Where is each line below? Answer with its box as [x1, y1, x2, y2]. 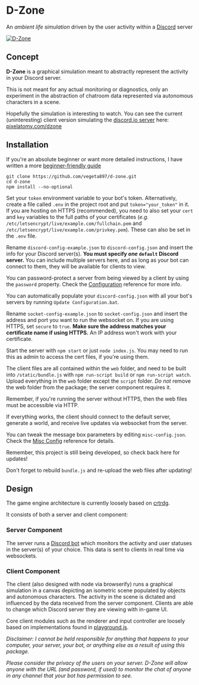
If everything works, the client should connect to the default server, [6, 413, 171, 420]
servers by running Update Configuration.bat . [6, 298, 119, 305]
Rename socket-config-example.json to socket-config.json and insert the [6, 310, 188, 317]
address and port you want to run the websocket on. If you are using [6, 316, 174, 323]
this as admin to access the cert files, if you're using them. [6, 353, 150, 360]
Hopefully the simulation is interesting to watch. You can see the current [6, 110, 183, 117]
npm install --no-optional [6, 184, 73, 190]
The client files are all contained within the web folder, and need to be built [6, 364, 187, 372]
